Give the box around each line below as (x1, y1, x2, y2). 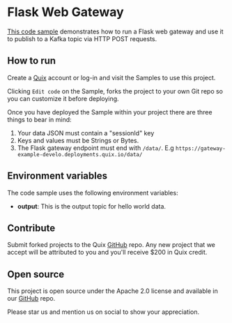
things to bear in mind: (7, 115, 72, 123)
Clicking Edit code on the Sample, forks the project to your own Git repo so (7, 87, 224, 95)
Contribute (7, 222, 56, 234)
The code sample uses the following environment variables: (7, 188, 179, 197)
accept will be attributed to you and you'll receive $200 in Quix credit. (7, 248, 208, 257)
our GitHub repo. (7, 294, 56, 303)
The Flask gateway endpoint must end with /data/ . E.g (17, 144, 174, 152)
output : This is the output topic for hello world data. (17, 202, 166, 210)
